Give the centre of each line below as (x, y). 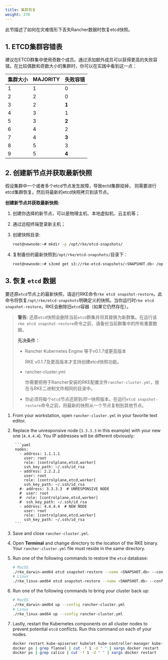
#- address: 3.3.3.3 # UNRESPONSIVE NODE (64, 489)
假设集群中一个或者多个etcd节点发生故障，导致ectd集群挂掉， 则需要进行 (81, 186)
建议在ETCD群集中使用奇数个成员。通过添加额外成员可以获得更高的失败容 (81, 60)
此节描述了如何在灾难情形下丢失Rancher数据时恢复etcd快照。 (69, 29)
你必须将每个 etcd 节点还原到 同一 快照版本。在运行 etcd (80, 399)
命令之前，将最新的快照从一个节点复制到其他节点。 (94, 405)
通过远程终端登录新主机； (39, 224)
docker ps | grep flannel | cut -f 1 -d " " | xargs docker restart (86, 648)
